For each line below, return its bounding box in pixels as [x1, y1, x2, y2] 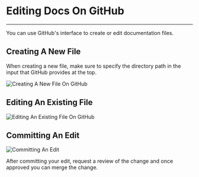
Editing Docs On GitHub [6, 4, 124, 18]
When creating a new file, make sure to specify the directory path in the [6, 62, 181, 69]
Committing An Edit [6, 130, 80, 140]
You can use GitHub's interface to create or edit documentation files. [6, 29, 174, 36]
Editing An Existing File [6, 97, 93, 108]
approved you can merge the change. [6, 164, 98, 171]
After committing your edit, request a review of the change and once [6, 157, 174, 165]
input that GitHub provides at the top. [6, 68, 97, 75]
